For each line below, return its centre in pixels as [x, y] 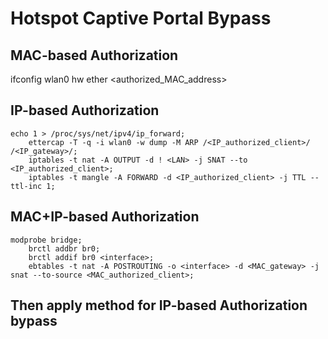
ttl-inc [26, 186]
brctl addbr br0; [64, 248]
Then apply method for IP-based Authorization [159, 305]
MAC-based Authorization [94, 55]
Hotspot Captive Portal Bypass [141, 18]
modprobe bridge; [46, 240]
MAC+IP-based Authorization [105, 217]
